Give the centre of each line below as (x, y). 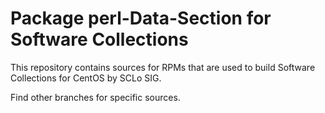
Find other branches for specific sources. (95, 97)
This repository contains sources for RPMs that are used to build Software (163, 67)
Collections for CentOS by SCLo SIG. (86, 78)
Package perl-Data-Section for (141, 18)
